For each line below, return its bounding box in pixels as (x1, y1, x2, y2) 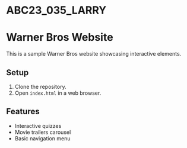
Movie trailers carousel (14, 128, 71, 136)
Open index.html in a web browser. (14, 89, 102, 96)
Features (6, 107, 40, 117)
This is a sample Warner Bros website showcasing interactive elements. (6, 50, 182, 57)
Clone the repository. (14, 83, 66, 90)
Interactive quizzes (14, 122, 62, 129)
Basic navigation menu (14, 134, 71, 142)
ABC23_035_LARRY (6, 4, 107, 17)
